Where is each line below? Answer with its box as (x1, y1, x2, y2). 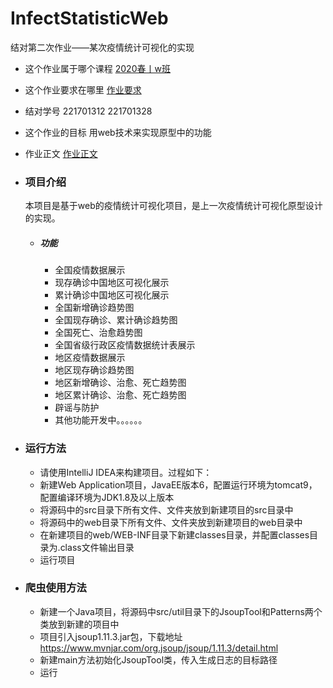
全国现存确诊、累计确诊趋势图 (54, 314, 178, 326)
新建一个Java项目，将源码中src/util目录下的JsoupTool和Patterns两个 (39, 605, 323, 617)
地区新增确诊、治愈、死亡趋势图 (54, 377, 187, 389)
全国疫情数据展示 (54, 264, 126, 276)
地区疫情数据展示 (54, 352, 126, 364)
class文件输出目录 (59, 541, 135, 553)
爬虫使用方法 (24, 581, 87, 595)
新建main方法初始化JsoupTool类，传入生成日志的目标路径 (39, 653, 278, 666)
